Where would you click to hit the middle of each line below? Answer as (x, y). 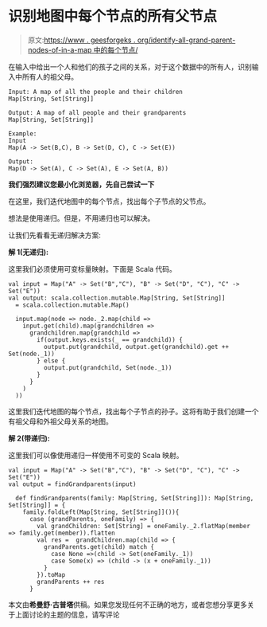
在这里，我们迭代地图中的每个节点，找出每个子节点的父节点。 (109, 201)
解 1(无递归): (29, 252)
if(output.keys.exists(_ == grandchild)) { (110, 339)
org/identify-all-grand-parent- (186, 40)
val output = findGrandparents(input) (72, 484)
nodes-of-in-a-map (60, 49)
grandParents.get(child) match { (99, 547)
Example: (23, 133)
